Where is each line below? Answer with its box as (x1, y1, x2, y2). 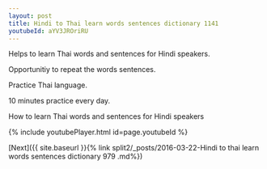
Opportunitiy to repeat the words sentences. (8, 65, 156, 74)
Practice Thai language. (8, 80, 87, 90)
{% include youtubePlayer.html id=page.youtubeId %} (8, 127, 189, 137)
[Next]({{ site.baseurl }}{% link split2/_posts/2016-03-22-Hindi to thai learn (8, 143, 260, 153)
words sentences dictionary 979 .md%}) (8, 151, 143, 162)
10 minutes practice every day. (8, 96, 111, 106)
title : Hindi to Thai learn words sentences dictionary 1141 (8, 19, 219, 27)
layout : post (8, 11, 53, 20)
